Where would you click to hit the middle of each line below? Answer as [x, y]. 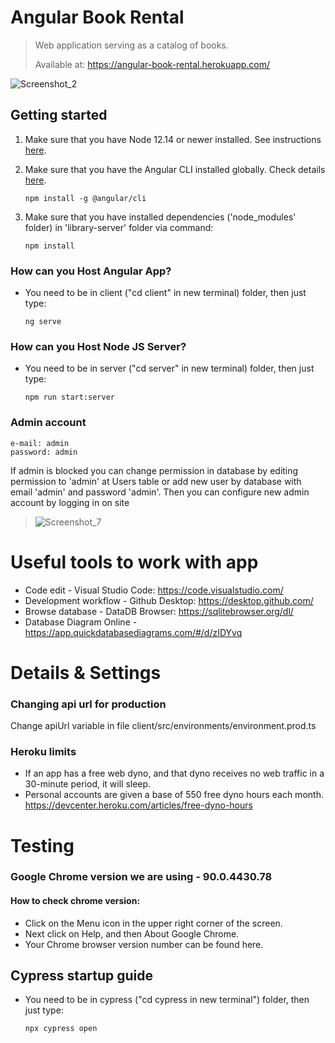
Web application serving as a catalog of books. [131, 45]
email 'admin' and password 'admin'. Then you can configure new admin [160, 492]
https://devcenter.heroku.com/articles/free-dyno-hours [138, 805]
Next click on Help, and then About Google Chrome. [132, 933]
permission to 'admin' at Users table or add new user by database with [156, 481]
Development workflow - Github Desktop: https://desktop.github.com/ [169, 600]
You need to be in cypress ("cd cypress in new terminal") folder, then [167, 1000]
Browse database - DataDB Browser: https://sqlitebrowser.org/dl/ [159, 611]
